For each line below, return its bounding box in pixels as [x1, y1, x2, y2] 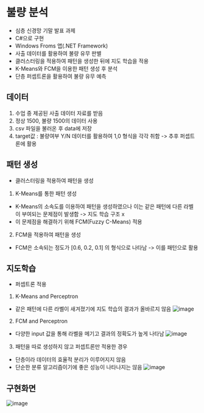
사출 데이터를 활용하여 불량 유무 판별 [15, 49, 102, 57]
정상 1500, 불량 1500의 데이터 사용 [15, 117, 98, 124]
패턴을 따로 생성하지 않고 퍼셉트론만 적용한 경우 [15, 343, 128, 350]
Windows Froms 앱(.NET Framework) [15, 42, 108, 49]
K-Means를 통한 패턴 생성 [15, 189, 77, 197]
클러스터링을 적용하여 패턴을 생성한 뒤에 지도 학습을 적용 [15, 57, 149, 65]
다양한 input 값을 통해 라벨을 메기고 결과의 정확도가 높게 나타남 [15, 330, 164, 337]
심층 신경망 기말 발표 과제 [15, 27, 76, 34]
